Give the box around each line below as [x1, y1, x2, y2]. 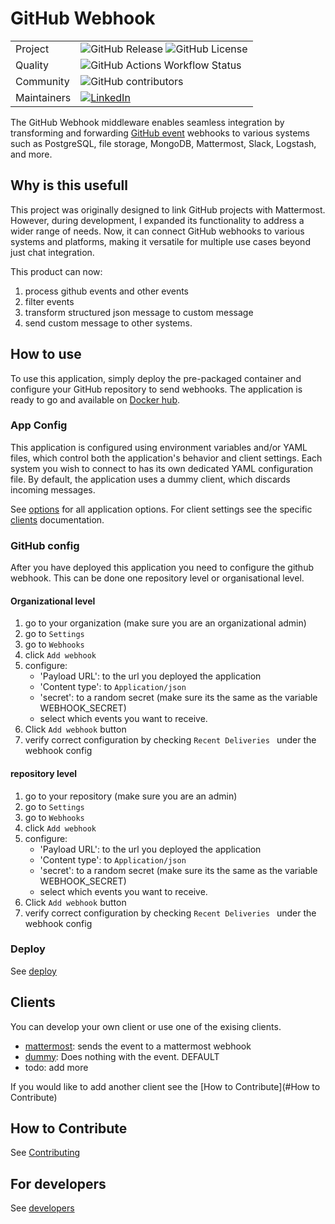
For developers [10, 1175, 107, 1192]
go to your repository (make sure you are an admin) [24, 790, 238, 802]
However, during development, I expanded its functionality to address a [10, 214, 305, 226]
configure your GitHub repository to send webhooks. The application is [10, 383, 303, 395]
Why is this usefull [10, 177, 128, 194]
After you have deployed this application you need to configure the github [10, 562, 314, 574]
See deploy [10, 965, 57, 977]
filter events [24, 295, 75, 307]
